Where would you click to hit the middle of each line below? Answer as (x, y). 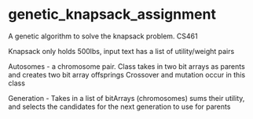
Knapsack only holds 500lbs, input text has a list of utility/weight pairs (121, 51)
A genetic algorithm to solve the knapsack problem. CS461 (103, 36)
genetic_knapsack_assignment (112, 14)
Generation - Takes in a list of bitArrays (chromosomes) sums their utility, (126, 98)
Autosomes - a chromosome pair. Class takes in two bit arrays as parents (126, 66)
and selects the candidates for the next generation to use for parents (119, 106)
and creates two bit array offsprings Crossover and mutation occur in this (127, 74)
